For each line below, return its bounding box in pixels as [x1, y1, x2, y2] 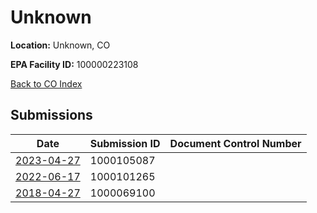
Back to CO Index [10, 77, 83, 90]
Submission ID [89, 136, 161, 150]
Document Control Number [169, 136, 302, 150]
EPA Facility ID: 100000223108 [10, 58, 139, 70]
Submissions [10, 107, 93, 124]
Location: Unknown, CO [10, 39, 111, 51]
